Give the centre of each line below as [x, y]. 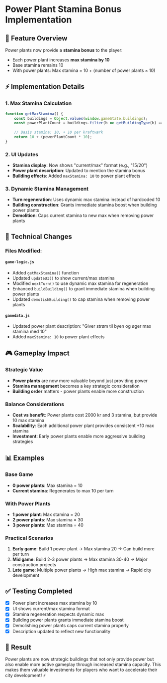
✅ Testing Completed [39, 591]
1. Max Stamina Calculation [39, 103]
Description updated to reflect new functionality [61, 631]
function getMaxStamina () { [34, 114]
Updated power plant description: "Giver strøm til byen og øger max [82, 326]
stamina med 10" [30, 332]
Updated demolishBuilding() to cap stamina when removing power [81, 299]
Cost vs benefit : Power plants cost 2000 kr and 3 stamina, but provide [85, 415]
